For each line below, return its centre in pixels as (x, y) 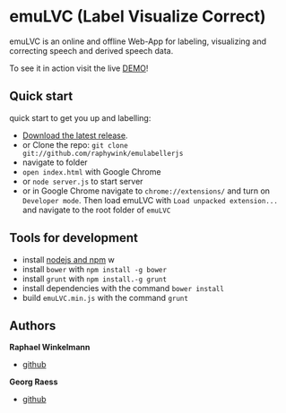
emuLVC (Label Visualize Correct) (138, 17)
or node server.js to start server (82, 181)
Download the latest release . (75, 135)
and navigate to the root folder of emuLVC (96, 210)
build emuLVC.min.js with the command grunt (105, 297)
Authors (33, 326)
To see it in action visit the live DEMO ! (79, 68)
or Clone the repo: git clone (75, 144)
